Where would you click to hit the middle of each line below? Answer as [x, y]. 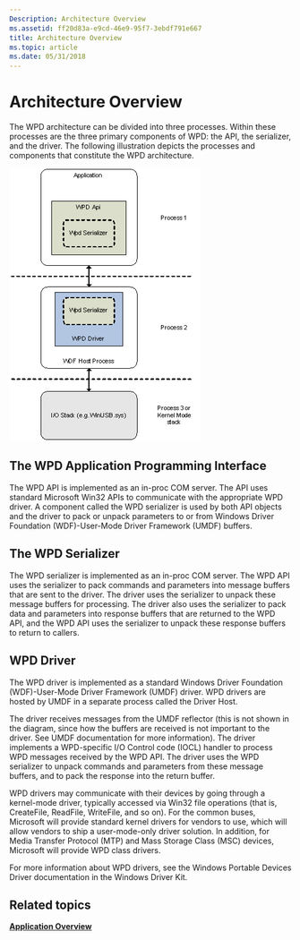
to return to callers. [44, 632]
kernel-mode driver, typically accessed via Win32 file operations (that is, [143, 802]
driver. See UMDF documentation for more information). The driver [133, 738]
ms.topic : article [43, 47]
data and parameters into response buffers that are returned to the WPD [142, 613]
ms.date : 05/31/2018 [48, 57]
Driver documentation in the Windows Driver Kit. [99, 876]
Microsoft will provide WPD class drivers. [85, 850]
